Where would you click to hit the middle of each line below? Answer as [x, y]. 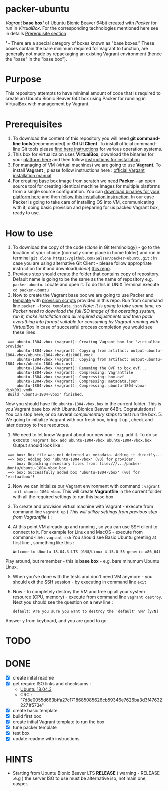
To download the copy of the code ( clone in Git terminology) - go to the [86, 247]
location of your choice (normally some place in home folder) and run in [87, 252]
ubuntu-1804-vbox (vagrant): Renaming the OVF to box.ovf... [81, 368]
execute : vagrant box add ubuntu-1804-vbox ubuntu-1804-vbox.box [82, 440]
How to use [29, 233]
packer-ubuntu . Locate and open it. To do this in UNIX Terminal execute [86, 284]
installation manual [32, 175]
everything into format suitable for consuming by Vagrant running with [86, 321]
